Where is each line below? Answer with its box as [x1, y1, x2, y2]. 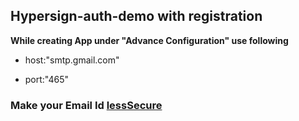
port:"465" [24, 73, 70, 85]
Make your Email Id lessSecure [10, 98, 163, 112]
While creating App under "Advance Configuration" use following [10, 34, 289, 46]
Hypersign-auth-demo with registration [10, 8, 263, 25]
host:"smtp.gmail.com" [24, 54, 120, 66]
